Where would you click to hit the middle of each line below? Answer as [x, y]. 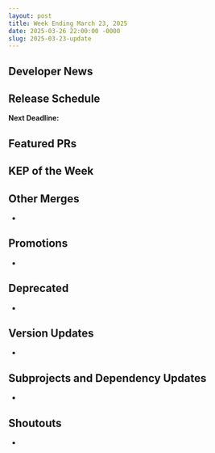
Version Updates [51, 334]
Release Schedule [54, 99]
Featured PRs [43, 144]
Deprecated [39, 288]
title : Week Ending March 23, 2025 [68, 23]
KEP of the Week [51, 171]
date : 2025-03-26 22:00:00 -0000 [64, 31]
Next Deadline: [34, 118]
